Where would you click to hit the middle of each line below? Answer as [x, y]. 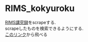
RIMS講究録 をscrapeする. [30, 22]
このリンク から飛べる [26, 34]
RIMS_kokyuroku [40, 8]
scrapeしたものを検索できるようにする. [44, 28]
